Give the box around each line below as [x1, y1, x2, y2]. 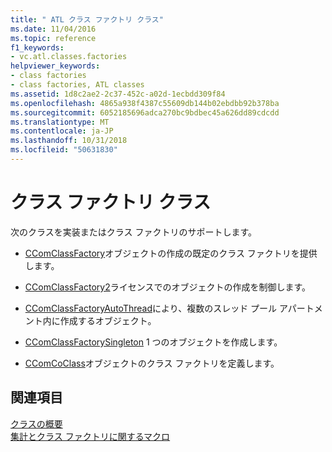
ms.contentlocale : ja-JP [10, 126, 114, 136]
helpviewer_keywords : [10, 61, 101, 71]
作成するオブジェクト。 [59, 314, 157, 326]
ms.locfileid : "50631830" [10, 145, 118, 155]
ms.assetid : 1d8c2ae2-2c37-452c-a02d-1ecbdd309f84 [10, 89, 226, 99]
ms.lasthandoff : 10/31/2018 [10, 136, 128, 146]
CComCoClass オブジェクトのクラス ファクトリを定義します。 [24, 357, 280, 369]
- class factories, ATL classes [10, 80, 145, 90]
